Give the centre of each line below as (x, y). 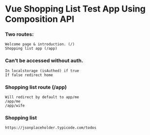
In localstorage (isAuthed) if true (42, 71)
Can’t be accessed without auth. (44, 60)
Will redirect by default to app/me (42, 97)
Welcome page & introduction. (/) (40, 45)
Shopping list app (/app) (31, 49)
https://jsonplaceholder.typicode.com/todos (51, 128)
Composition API (40, 19)
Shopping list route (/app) (36, 87)
